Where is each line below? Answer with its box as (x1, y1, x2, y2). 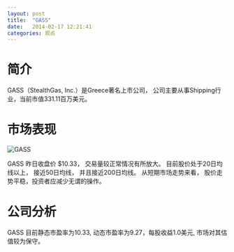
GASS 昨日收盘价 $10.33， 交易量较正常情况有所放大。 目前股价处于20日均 (7, 159, 223, 168)
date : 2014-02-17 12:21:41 (7, 23, 92, 30)
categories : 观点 (7, 29, 56, 37)
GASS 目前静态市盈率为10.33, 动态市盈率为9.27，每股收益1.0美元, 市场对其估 (7, 228, 228, 237)
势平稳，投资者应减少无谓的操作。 (7, 177, 105, 185)
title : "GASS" (7, 17, 52, 24)
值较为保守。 (7, 237, 44, 246)
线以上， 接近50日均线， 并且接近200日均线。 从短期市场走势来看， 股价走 (7, 168, 224, 177)
